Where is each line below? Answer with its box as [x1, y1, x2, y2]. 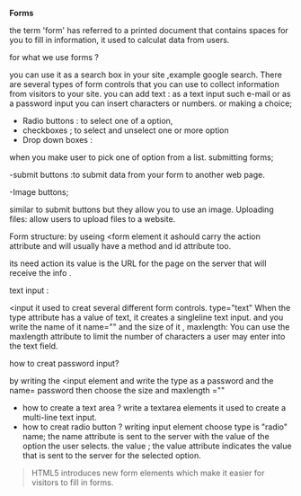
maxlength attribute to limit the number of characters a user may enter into [9, 332, 286, 341]
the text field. [9, 341, 58, 351]
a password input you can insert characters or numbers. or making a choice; [9, 98, 293, 109]
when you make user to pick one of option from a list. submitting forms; [9, 152, 274, 163]
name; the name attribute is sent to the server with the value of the [22, 431, 270, 441]
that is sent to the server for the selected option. [22, 450, 202, 461]
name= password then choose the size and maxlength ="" [9, 385, 226, 395]
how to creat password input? [9, 359, 120, 368]
